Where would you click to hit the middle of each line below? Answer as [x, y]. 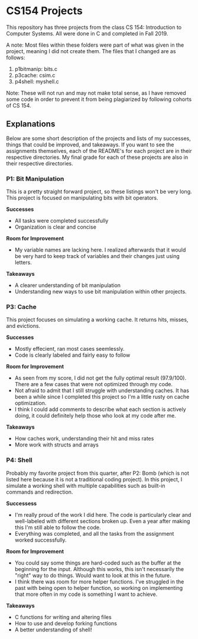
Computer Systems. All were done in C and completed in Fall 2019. [87, 33]
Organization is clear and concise [55, 227]
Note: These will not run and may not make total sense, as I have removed [96, 93]
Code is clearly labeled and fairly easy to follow [72, 355]
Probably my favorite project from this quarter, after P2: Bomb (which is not [98, 473]
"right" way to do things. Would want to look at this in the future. [93, 575]
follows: [16, 57]
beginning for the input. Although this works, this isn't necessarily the [99, 569]
